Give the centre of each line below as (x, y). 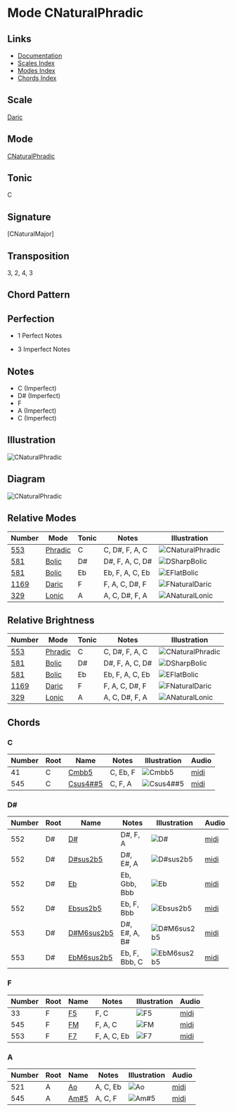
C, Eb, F (123, 772)
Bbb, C (132, 962)
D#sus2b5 (85, 859)
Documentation (40, 55)
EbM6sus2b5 (90, 958)
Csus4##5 (85, 784)
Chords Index (37, 78)
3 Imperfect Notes (44, 350)
